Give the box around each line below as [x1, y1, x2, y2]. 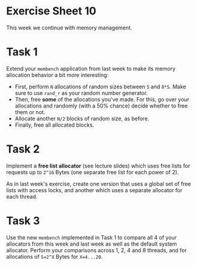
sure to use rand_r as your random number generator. [14, 89, 148, 97]
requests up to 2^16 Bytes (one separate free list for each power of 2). [6, 168, 179, 175]
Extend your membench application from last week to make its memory [6, 65, 175, 72]
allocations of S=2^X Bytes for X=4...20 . [6, 253, 103, 260]
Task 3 [6, 214, 40, 228]
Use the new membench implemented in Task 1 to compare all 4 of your [6, 234, 177, 241]
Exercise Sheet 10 [6, 4, 97, 18]
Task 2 [6, 142, 40, 156]
